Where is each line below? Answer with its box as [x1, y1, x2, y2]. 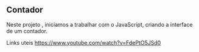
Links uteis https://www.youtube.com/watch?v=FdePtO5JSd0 [6, 39, 161, 46]
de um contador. [6, 27, 47, 34]
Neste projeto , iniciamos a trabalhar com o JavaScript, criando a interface [6, 21, 193, 28]
